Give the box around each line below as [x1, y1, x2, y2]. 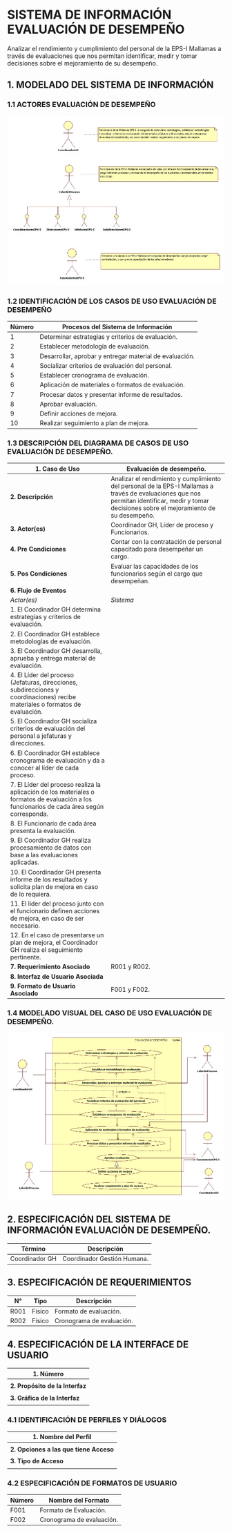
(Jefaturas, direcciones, [10, 678, 78, 687]
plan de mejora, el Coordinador [10, 939, 98, 947]
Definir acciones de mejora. [39, 409, 118, 418]
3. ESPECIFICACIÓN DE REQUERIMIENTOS [7, 1277, 192, 1289]
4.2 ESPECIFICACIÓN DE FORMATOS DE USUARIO [7, 1478, 177, 1487]
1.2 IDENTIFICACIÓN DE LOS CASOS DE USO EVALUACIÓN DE [7, 297, 217, 306]
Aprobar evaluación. [39, 400, 97, 408]
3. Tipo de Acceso [10, 1457, 64, 1465]
